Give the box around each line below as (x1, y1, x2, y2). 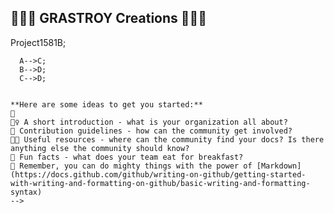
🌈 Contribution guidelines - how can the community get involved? (10, 126, 293, 136)
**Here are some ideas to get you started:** (10, 99, 203, 110)
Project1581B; (10, 36, 67, 48)
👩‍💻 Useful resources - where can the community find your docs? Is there (10, 134, 325, 145)
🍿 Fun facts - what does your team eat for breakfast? (10, 152, 244, 162)
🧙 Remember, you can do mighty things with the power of (10, 161, 253, 171)
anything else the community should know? (10, 143, 190, 153)
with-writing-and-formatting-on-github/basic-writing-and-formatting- (10, 178, 311, 188)
